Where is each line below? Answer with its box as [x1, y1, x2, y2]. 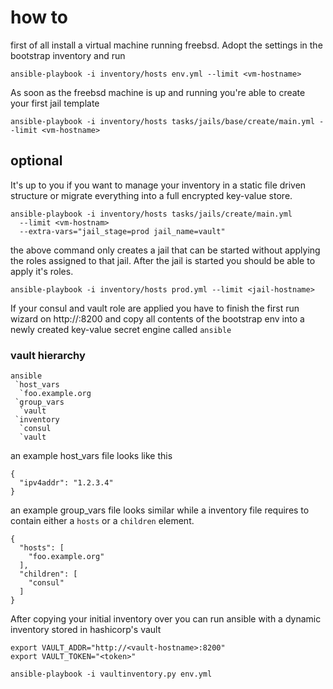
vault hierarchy [10, 348, 86, 362]
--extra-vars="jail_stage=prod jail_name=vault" [19, 226, 226, 236]
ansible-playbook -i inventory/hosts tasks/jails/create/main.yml [10, 209, 293, 219]
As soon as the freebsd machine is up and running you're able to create [10, 86, 306, 98]
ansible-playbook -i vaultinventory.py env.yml [10, 669, 213, 680]
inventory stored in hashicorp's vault [10, 624, 162, 636]
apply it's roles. [10, 265, 74, 277]
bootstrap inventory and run [10, 49, 126, 61]
